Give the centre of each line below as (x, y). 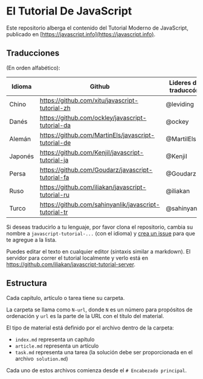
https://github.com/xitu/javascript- (89, 100)
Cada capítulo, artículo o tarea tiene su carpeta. (66, 298)
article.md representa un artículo (57, 346)
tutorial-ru (54, 194)
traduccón (185, 90)
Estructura (27, 283)
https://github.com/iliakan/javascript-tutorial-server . (71, 264)
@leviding (180, 104)
